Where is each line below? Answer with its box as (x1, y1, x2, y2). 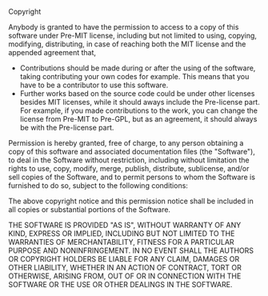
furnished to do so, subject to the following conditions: (8, 181, 188, 190)
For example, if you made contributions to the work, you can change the (19, 106, 258, 115)
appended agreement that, (8, 48, 97, 57)
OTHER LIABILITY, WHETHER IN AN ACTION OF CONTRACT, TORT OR (8, 263, 242, 272)
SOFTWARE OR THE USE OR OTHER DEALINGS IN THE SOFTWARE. (8, 280, 233, 289)
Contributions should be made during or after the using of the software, (19, 63, 256, 73)
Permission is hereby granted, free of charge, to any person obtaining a (8, 138, 244, 147)
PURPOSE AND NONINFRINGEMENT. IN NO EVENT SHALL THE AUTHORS (8, 246, 254, 255)
